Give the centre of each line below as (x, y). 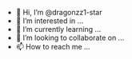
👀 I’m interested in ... (50, 21)
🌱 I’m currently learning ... (58, 29)
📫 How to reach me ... (53, 47)
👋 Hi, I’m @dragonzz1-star (59, 12)
